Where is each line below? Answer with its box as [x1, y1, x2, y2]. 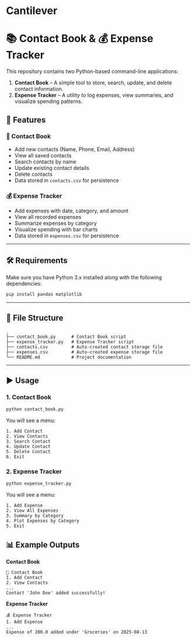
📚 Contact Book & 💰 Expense [6, 32, 153, 45]
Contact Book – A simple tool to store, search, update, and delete [14, 79, 172, 86]
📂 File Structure [6, 313, 64, 323]
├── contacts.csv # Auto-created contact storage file [6, 344, 163, 350]
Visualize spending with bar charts [14, 226, 98, 233]
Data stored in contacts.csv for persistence [14, 177, 120, 184]
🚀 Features [6, 115, 46, 125]
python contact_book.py [6, 406, 64, 412]
